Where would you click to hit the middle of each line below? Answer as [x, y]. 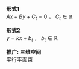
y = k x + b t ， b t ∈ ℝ [32, 38]
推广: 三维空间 [24, 52]
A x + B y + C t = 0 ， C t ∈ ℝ [39, 17]
